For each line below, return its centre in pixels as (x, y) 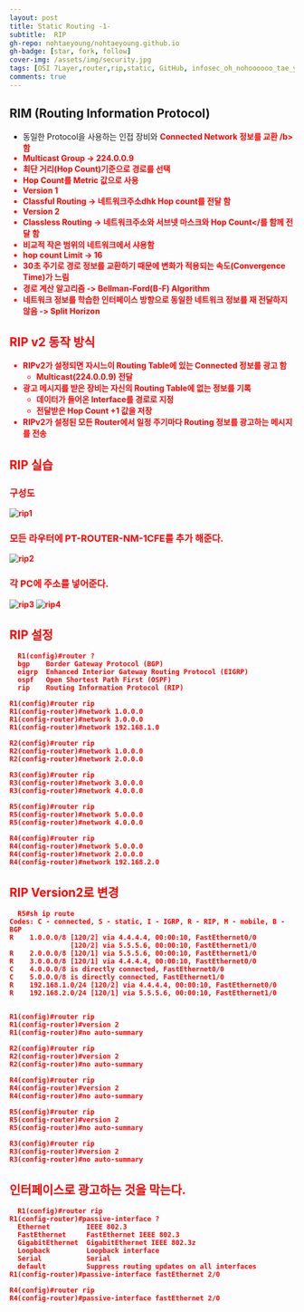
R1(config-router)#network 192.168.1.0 (85, 728)
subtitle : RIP (38, 34)
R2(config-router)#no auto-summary (76, 1065)
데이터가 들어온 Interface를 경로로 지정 (105, 400)
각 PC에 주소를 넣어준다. (59, 584)
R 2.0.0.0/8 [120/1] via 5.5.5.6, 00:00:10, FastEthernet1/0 (133, 954)
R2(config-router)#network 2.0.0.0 (76, 759)
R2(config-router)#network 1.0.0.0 (76, 752)
